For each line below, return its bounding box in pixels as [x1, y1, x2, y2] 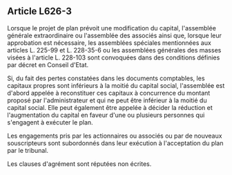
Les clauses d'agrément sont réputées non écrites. [7, 159, 152, 168]
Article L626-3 [7, 6, 72, 17]
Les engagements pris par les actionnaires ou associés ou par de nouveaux [7, 131, 222, 140]
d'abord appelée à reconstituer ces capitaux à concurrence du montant [7, 89, 211, 97]
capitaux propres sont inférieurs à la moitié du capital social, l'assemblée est [7, 81, 225, 89]
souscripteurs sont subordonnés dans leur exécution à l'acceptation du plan [7, 138, 224, 147]
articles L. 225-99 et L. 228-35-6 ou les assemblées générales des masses [7, 46, 222, 54]
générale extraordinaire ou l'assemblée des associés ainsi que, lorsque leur [7, 31, 222, 39]
